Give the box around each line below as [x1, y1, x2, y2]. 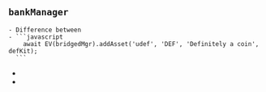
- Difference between [8, 26, 82, 34]
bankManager [8, 6, 69, 19]
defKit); [8, 47, 38, 55]
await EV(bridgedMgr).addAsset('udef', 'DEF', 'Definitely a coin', [23, 40, 260, 48]
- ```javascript [8, 32, 63, 41]
